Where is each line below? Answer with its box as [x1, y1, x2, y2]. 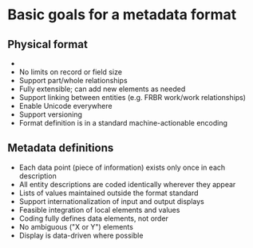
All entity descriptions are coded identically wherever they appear [18, 179, 236, 189]
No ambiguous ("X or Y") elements [18, 222, 133, 231]
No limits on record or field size [18, 67, 123, 77]
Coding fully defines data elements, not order [18, 214, 169, 223]
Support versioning [18, 110, 83, 119]
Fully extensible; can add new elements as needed [18, 84, 186, 94]
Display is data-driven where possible [18, 230, 144, 240]
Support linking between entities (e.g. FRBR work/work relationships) [18, 93, 247, 102]
